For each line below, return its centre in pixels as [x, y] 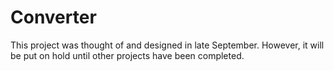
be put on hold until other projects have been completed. [127, 55]
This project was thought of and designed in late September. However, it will [167, 45]
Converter [53, 17]
